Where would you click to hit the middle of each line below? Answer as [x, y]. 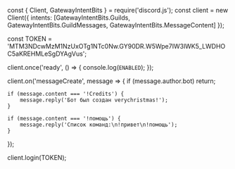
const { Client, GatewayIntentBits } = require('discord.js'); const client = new [118, 10]
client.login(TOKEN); [37, 157]
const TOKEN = [30, 39]
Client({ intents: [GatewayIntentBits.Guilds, [69, 18]
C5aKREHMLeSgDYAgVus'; [47, 54]
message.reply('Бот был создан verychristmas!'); [94, 100]
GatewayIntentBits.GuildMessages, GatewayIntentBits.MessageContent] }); [116, 25]
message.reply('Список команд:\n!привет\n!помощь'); [99, 125]
